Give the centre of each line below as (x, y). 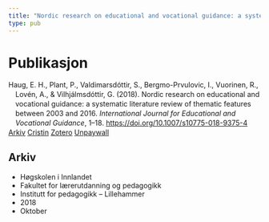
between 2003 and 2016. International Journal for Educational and (126, 114)
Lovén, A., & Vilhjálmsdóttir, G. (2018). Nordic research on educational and (138, 95)
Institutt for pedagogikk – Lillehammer (82, 194)
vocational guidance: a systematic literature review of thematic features (133, 104)
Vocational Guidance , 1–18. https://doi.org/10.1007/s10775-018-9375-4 (132, 123)
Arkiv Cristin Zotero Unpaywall (59, 132)
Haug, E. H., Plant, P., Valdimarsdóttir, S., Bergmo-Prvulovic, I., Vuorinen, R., (133, 85)
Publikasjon (48, 63)
